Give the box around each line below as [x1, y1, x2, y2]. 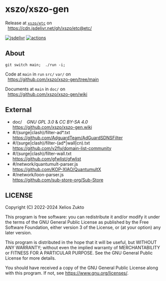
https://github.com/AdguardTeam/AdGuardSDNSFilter [12, 135, 123, 140]
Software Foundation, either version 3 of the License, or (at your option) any [5, 224, 161, 230]
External [5, 106, 32, 114]
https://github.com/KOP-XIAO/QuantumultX [12, 166, 101, 172]
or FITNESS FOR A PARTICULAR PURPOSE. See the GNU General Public [5, 250, 153, 256]
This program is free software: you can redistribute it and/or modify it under [5, 214, 160, 220]
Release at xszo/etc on [5, 20, 52, 26]
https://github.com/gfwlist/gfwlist [12, 155, 82, 162]
